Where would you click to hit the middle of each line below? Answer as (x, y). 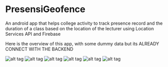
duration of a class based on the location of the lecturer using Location (80, 28)
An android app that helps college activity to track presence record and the (84, 23)
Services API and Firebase (33, 34)
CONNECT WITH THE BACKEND (39, 49)
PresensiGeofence (45, 9)
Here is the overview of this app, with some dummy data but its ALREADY (82, 43)
